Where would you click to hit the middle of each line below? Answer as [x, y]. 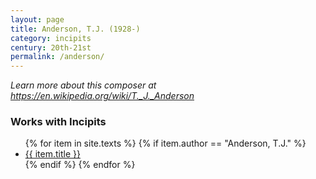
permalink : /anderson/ [57, 57]
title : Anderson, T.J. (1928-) [75, 29]
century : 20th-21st [51, 47]
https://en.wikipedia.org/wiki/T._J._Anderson [102, 96]
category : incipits [51, 38]
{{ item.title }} [52, 154]
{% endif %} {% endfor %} [80, 165]
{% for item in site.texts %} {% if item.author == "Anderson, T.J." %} [165, 143]
